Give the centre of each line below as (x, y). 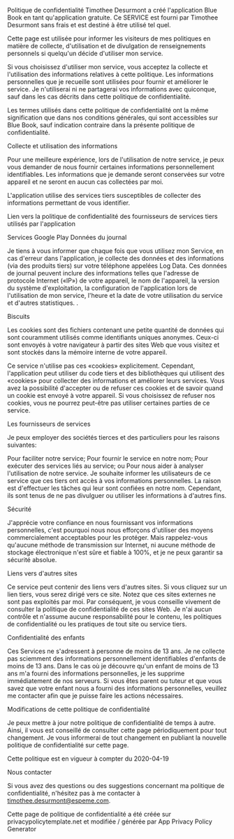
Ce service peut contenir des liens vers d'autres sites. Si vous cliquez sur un (117, 587)
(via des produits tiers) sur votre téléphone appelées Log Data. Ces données (117, 266)
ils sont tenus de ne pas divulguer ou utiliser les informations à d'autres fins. (117, 495)
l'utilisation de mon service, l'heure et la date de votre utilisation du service (115, 295)
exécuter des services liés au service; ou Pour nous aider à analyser (105, 466)
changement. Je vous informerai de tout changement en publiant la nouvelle (117, 738)
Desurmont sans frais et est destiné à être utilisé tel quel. (89, 25)
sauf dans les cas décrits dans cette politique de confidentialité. (99, 96)
